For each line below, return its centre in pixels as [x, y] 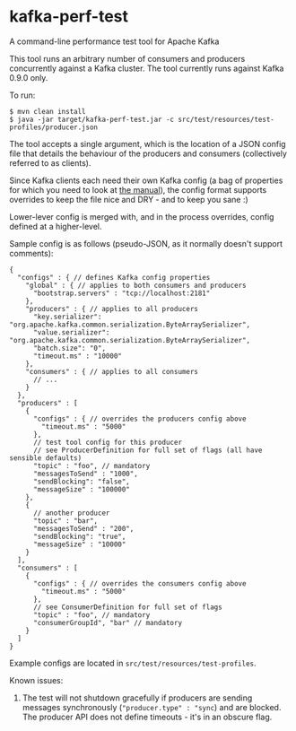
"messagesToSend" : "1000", [86, 474]
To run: [22, 95]
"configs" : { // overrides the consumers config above [139, 583]
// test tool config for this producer [107, 442]
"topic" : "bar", [65, 521]
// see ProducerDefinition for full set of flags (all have [148, 450]
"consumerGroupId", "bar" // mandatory [107, 622]
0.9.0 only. [29, 77]
